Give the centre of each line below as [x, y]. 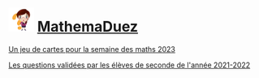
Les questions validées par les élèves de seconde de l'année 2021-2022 [129, 65]
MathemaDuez [88, 27]
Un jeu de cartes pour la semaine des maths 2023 [92, 49]
